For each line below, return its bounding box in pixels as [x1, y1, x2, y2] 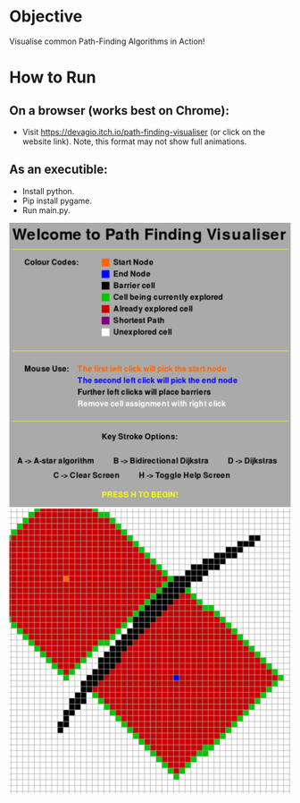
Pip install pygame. [21, 195, 92, 206]
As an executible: [9, 162, 109, 177]
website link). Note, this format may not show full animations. [21, 136, 247, 147]
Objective [9, 6, 83, 27]
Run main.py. [21, 204, 71, 216]
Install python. [21, 185, 75, 196]
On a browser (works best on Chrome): [9, 103, 230, 118]
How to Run [9, 67, 96, 88]
